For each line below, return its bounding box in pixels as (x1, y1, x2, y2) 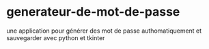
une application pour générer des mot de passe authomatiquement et (6, 27, 202, 35)
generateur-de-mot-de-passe (6, 4, 180, 20)
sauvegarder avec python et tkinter (6, 33, 105, 42)
